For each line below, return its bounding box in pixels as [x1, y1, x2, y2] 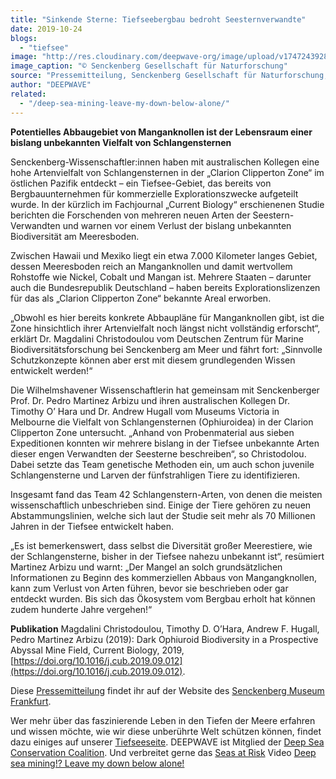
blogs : [10, 33, 38, 43]
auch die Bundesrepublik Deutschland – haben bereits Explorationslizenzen [10, 281, 321, 293]
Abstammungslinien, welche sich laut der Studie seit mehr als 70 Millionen [10, 509, 316, 521]
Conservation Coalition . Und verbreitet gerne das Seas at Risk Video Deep [10, 746, 317, 758]
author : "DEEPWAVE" [10, 80, 92, 90]
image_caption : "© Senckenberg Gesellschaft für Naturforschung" [10, 61, 288, 71]
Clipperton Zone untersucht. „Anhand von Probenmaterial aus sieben [10, 426, 295, 438]
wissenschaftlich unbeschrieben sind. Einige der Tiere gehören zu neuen [10, 499, 312, 511]
